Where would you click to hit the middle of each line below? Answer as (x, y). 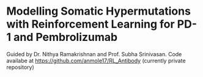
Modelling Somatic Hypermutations (99, 11)
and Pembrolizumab (65, 37)
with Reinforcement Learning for (91, 24)
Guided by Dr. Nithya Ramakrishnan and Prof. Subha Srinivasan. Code (94, 54)
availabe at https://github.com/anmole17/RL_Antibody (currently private (96, 61)
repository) (20, 67)
